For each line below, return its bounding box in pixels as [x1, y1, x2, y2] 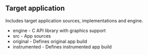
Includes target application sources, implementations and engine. [5, 17, 143, 23]
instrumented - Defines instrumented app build [12, 43, 112, 50]
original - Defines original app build [12, 38, 88, 44]
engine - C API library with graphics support [12, 28, 106, 34]
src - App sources [12, 33, 51, 39]
